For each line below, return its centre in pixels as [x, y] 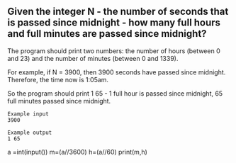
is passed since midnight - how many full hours [114, 23]
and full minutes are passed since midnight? [107, 34]
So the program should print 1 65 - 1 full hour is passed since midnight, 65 [115, 93]
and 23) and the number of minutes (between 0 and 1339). [93, 58]
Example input [28, 114]
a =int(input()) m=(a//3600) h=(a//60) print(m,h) [77, 152]
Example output [30, 133]
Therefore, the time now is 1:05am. [58, 79]
